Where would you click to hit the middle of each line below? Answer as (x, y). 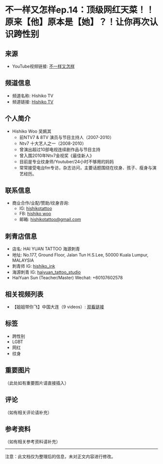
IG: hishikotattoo (36, 208)
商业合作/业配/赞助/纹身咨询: (41, 203)
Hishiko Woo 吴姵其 (32, 131)
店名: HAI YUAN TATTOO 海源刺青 (46, 249)
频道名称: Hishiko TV (33, 96)
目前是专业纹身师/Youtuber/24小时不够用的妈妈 (66, 161)
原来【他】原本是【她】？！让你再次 (77, 22)
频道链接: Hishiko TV (33, 102)
